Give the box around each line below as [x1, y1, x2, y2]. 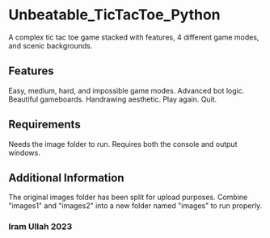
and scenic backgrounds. [8, 40, 93, 50]
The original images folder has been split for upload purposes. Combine [8, 192, 248, 203]
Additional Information [8, 171, 124, 185]
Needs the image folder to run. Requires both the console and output [8, 139, 238, 148]
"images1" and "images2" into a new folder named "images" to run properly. [8, 201, 263, 211]
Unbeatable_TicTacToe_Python [8, 6, 221, 24]
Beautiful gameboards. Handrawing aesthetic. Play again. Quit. [8, 94, 217, 104]
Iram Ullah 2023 [8, 221, 73, 232]
